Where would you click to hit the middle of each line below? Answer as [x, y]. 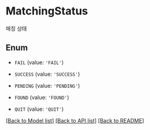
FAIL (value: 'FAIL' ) [39, 62]
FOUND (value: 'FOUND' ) [42, 97]
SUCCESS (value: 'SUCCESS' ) [47, 74]
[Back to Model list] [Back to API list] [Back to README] [75, 120]
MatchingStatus [47, 11]
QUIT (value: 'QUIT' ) [39, 109]
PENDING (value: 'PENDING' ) [47, 85]
